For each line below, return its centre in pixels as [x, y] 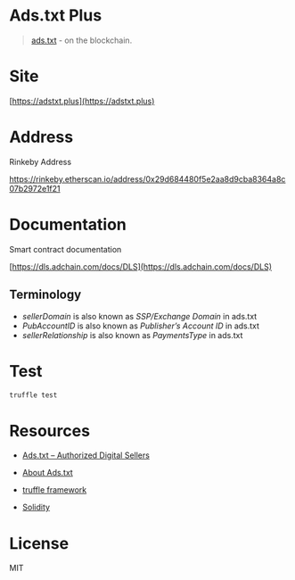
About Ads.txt [47, 473]
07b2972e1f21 [35, 188]
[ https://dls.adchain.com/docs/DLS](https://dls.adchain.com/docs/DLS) [140, 266]
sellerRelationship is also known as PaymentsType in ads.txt [132, 335]
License [39, 543]
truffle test [33, 395]
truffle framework [54, 490]
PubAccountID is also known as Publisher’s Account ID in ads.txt [141, 326]
